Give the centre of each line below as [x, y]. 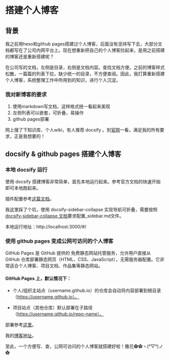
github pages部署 [31, 119]
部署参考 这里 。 [21, 325]
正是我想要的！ [30, 136]
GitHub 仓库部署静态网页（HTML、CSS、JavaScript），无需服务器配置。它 [83, 259]
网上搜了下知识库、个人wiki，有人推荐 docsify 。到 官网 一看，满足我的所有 [83, 130]
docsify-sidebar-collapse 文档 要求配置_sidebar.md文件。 [65, 216]
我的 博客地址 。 [21, 336]
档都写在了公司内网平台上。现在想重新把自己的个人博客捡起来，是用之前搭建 [85, 50]
